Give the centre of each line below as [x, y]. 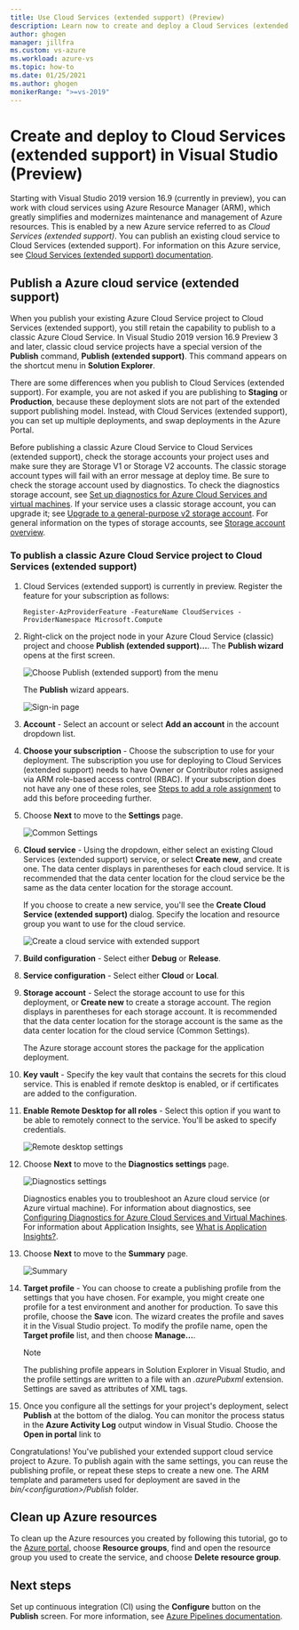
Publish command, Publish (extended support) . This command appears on [149, 356]
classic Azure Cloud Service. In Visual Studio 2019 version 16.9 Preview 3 [144, 337]
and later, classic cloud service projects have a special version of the [136, 347]
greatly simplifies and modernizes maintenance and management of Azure [146, 217]
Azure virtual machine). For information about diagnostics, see [137, 1207]
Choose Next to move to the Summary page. [106, 1253]
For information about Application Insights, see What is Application [145, 1227]
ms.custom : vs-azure [48, 51]
